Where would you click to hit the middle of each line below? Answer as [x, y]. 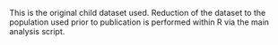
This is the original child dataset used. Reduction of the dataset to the [138, 13]
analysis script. [37, 31]
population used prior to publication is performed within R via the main [139, 22]
